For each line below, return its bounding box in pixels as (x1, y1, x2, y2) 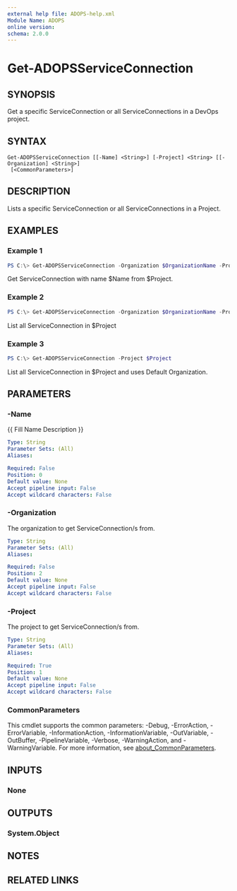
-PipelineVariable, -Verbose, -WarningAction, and (38, 736, 182, 745)
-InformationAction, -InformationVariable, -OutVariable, (49, 728, 209, 737)
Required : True (7, 662, 52, 669)
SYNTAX (7, 135, 47, 147)
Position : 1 (7, 668, 42, 675)
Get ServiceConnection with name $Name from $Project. (7, 275, 174, 283)
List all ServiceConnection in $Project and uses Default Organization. (7, 367, 208, 376)
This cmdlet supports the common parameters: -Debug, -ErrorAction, (7, 721, 209, 730)
